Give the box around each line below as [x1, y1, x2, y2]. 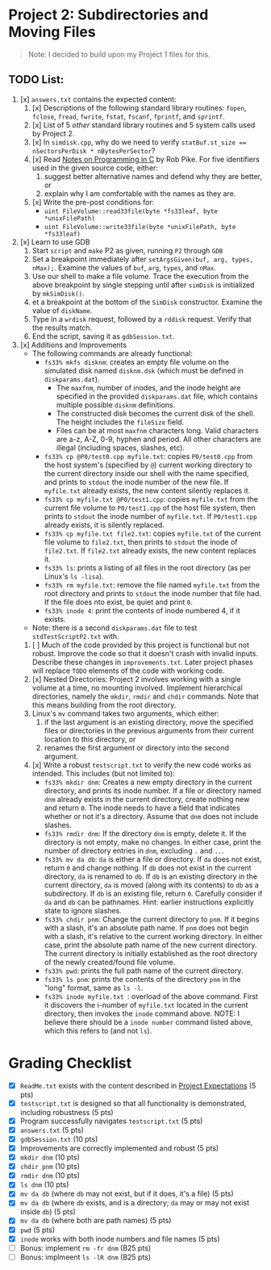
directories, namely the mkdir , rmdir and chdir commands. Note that [31, 691, 260, 701]
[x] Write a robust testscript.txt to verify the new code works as [31, 760, 252, 770]
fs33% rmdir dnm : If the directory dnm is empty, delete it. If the [44, 829, 247, 838]
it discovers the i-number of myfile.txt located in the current [44, 1000, 248, 1009]
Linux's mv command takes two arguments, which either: [31, 708, 219, 718]
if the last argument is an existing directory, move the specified [44, 716, 254, 727]
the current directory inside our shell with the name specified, [44, 468, 249, 478]
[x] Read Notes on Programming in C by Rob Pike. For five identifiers [31, 154, 260, 164]
